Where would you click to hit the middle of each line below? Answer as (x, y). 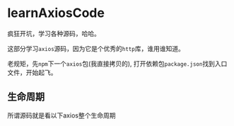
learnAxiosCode (56, 13)
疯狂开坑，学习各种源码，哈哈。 (54, 33)
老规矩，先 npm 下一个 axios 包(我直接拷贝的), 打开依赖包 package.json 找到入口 (117, 63)
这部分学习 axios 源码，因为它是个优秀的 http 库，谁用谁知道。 (96, 48)
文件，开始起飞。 (32, 72)
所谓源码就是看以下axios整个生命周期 (62, 115)
